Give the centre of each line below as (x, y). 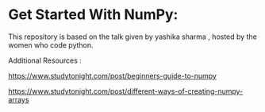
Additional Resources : (45, 60)
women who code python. (51, 44)
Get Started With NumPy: (93, 15)
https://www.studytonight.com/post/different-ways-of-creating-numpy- (126, 91)
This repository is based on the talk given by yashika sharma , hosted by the (133, 37)
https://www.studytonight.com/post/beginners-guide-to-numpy (112, 75)
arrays (19, 99)
